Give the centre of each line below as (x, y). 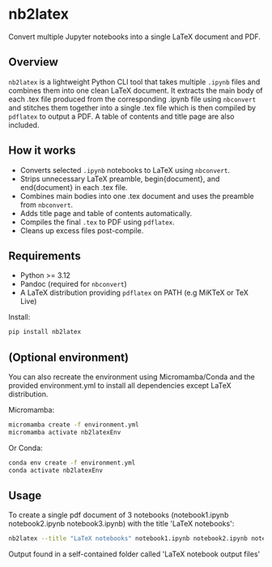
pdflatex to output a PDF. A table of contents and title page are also (121, 116)
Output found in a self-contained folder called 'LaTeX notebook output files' (134, 554)
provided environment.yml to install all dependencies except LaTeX (120, 386)
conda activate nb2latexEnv (56, 470)
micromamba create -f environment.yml (74, 425)
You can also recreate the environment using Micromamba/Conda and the (132, 377)
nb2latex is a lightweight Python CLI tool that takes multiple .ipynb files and (134, 81)
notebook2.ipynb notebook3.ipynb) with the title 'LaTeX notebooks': (121, 524)
